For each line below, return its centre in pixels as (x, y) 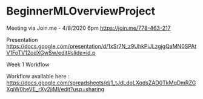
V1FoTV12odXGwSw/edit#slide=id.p (51, 52)
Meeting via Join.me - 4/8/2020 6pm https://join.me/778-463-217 (88, 28)
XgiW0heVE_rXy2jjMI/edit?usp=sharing (55, 89)
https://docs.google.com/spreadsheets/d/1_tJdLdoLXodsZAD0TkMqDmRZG (101, 83)
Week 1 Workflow (28, 64)
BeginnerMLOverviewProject (81, 11)
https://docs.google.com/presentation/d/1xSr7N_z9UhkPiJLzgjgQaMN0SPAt (101, 46)
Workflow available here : (38, 76)
